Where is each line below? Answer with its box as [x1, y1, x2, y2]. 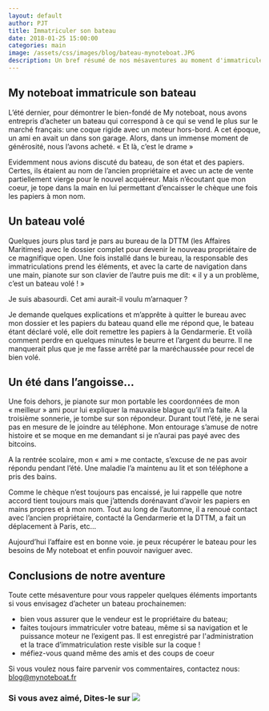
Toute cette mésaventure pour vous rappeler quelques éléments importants [8, 591, 258, 600]
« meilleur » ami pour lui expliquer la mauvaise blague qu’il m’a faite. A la [8, 405, 248, 415]
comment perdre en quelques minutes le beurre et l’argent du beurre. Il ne [8, 335, 253, 345]
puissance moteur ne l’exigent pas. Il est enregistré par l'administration [19, 632, 254, 641]
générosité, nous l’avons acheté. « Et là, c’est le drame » [8, 141, 194, 151]
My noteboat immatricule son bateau [8, 86, 197, 100]
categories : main [8, 42, 66, 50]
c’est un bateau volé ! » [8, 278, 85, 288]
